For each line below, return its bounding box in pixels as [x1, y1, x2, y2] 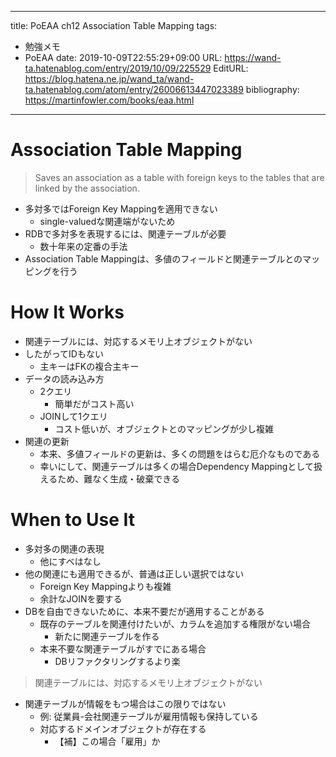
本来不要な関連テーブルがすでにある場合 [39, 642, 207, 655]
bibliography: [245, 84, 300, 95]
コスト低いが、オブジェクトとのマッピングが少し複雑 [54, 422, 274, 435]
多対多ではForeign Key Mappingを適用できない [24, 202, 218, 215]
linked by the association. [34, 182, 140, 194]
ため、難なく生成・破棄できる [57, 472, 180, 485]
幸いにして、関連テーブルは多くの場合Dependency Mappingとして [39, 460, 314, 472]
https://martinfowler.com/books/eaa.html [24, 94, 195, 106]
